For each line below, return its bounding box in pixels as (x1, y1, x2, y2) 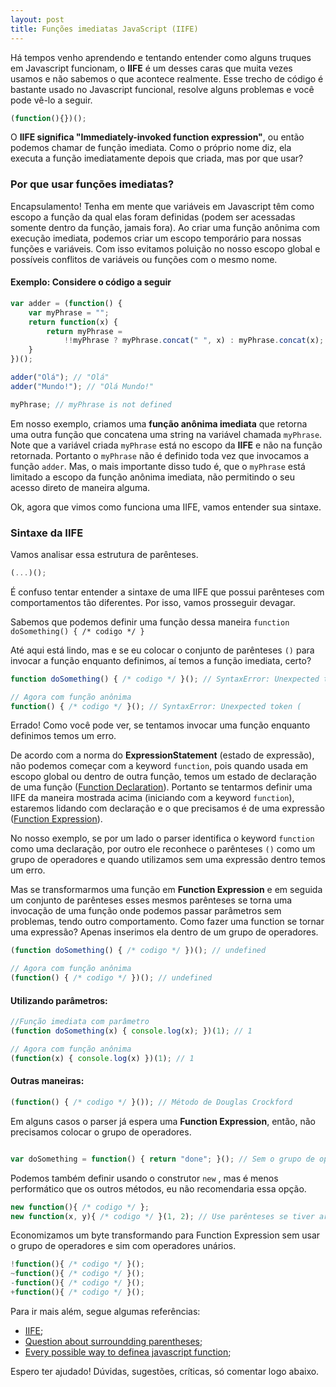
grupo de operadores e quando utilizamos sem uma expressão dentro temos (10, 854, 326, 866)
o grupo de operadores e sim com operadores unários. (10, 1240, 237, 1252)
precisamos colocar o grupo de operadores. (10, 1126, 192, 1138)
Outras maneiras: (10, 1075, 85, 1087)
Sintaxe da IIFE (10, 526, 84, 540)
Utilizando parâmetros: (10, 994, 108, 1006)
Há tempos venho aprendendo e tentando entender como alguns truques (10, 51, 312, 63)
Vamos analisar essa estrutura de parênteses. (10, 548, 199, 560)
